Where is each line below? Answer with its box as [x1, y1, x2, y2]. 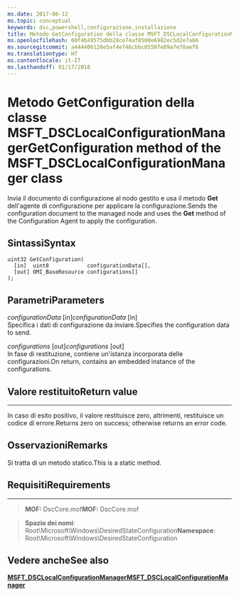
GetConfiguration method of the [27, 140, 222, 156]
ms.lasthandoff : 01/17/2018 [7, 64, 91, 71]
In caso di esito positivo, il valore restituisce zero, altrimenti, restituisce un [7, 411, 224, 420]
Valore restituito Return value [7, 385, 138, 398]
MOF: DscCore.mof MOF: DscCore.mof [24, 505, 139, 513]
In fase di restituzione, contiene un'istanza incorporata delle [7, 350, 184, 358]
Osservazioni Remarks [7, 440, 108, 452]
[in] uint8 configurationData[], [14, 262, 152, 270]
